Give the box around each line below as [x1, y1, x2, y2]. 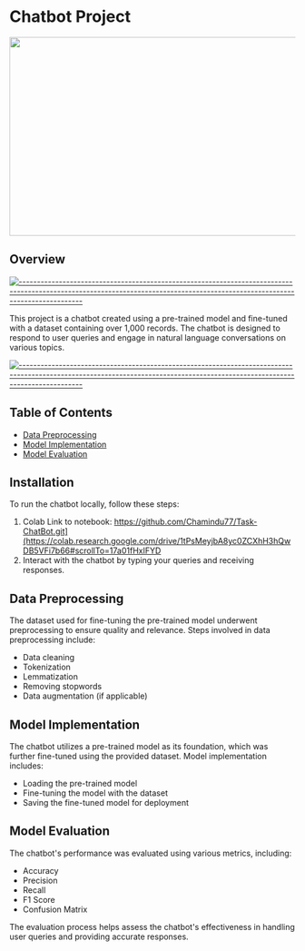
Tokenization [22, 661, 71, 673]
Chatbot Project [9, 6, 132, 27]
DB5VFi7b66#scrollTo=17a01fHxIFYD [22, 545, 162, 556]
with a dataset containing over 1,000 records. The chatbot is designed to [9, 322, 281, 333]
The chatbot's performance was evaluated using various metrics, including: [9, 847, 292, 858]
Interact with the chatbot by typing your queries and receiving [22, 555, 254, 566]
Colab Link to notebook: [22, 516, 113, 528]
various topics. [9, 342, 65, 352]
